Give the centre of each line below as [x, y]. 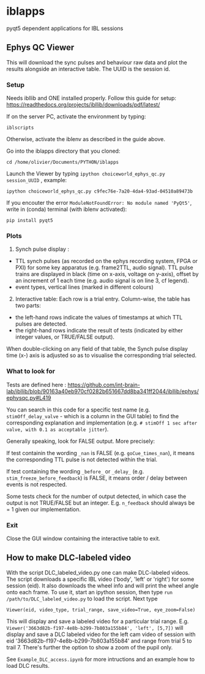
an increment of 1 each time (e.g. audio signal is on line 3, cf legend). [102, 281]
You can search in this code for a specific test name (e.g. [78, 410]
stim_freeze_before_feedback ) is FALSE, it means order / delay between [97, 478]
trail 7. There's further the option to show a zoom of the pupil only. [90, 647]
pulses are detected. [41, 324]
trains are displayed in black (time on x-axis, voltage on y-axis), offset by [107, 274]
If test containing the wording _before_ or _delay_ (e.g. [75, 471]
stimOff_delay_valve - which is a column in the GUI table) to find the [93, 416]
